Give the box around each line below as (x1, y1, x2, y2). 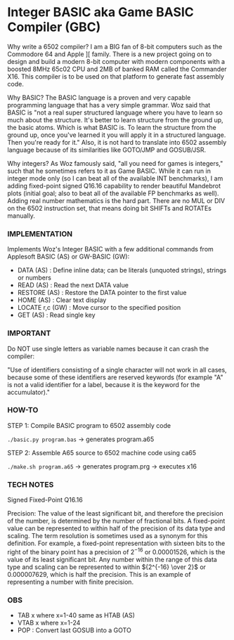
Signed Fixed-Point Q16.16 (7, 496, 83, 504)
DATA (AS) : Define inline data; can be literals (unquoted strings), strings (17, 266, 227, 275)
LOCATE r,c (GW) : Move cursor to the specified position (17, 303, 181, 312)
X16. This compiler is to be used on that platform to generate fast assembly (7, 72, 225, 81)
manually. (7, 211, 35, 220)
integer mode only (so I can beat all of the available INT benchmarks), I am (7, 174, 223, 183)
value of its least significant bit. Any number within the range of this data (7, 555, 218, 563)
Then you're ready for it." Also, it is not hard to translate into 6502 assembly (7, 138, 227, 146)
